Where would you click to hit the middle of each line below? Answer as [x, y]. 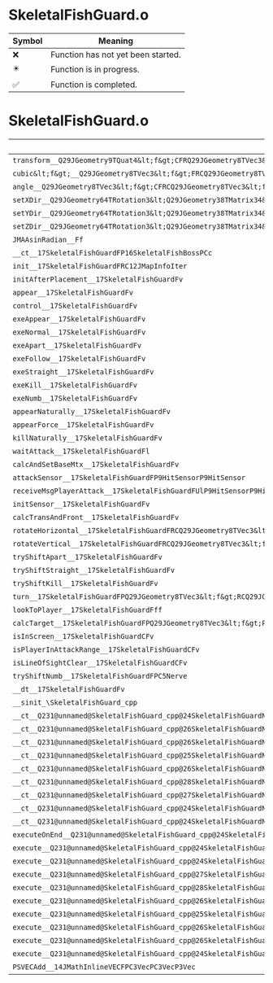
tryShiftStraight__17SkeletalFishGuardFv [94, 570]
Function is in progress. [95, 69]
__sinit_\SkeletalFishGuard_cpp [75, 702]
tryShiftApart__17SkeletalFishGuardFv [87, 557]
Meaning [116, 41]
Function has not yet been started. [115, 55]
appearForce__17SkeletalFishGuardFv [83, 424]
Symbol [28, 41]
